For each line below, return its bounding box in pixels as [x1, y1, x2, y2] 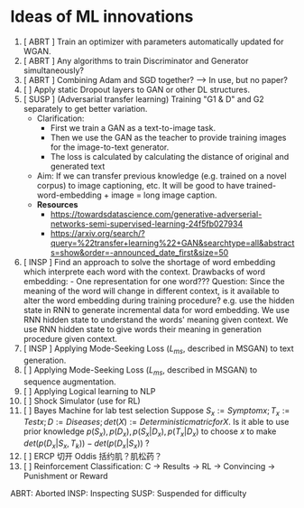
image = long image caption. [110, 189, 217, 200]
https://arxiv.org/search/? [50, 227, 145, 238]
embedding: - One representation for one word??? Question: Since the [23, 275, 285, 286]
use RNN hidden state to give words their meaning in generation [23, 323, 263, 335]
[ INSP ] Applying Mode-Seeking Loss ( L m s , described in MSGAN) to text [23, 343, 294, 356]
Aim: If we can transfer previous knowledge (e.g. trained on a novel [36, 170, 287, 181]
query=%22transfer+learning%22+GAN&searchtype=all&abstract [50, 237, 295, 248]
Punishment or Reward [23, 470, 108, 481]
